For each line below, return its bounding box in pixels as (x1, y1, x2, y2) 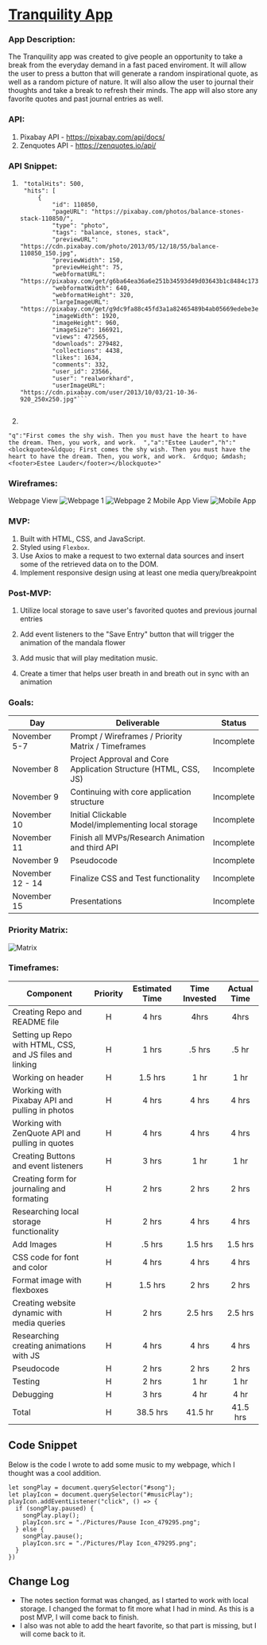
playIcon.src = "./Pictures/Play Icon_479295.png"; (22, 1539, 197, 1547)
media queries (12, 1317, 66, 1328)
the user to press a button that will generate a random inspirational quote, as (8, 69, 258, 79)
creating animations (12, 1340, 86, 1351)
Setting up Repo (12, 1029, 72, 1040)
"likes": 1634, (52, 354, 103, 362)
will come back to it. (19, 1629, 86, 1639)
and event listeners (12, 1160, 83, 1171)
